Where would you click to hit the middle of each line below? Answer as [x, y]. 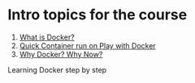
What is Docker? [47, 37]
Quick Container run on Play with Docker [87, 45]
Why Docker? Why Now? [61, 54]
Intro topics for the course [97, 15]
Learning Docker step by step [57, 69]
